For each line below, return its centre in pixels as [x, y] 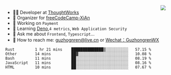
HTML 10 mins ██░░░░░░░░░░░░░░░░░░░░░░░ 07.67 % [78, 67]
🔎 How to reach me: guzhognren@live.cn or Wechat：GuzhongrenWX [86, 40]
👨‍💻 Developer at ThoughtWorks [46, 12]
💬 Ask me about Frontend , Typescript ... [54, 34]
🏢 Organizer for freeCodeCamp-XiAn [51, 18]
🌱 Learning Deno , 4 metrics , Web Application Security [70, 28]
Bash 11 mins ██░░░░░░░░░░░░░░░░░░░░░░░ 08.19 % [78, 58]
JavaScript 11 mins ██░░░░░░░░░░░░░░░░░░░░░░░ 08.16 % [78, 63]
